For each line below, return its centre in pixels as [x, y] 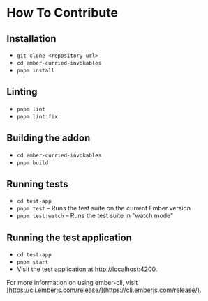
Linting [22, 92]
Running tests [38, 184]
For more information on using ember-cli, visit [72, 283]
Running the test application [69, 237]
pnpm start [32, 263]
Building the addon [49, 138]
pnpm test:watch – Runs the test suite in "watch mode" [95, 216]
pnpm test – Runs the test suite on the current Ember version [104, 208]
